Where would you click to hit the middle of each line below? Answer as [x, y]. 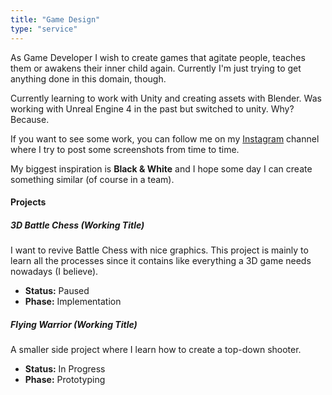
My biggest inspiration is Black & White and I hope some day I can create [161, 168]
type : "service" [44, 29]
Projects [28, 202]
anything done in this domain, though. [88, 78]
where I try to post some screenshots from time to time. [125, 149]
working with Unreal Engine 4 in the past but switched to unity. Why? [152, 108]
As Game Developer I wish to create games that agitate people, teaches [158, 57]
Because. [30, 119]
